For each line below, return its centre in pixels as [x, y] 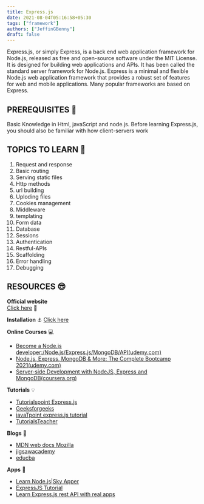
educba [25, 458]
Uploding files [33, 196]
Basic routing [32, 171]
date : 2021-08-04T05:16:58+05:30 [49, 18]
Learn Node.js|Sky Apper [47, 481]
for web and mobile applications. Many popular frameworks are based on [99, 84]
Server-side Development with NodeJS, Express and [81, 372]
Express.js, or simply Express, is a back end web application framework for [101, 52]
